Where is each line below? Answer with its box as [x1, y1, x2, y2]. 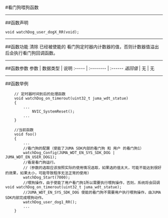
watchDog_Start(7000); [23, 175, 70, 180]
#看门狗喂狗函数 [5, 4, 39, 10]
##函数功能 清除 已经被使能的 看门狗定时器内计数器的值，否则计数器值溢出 [5, 44, 159, 49]
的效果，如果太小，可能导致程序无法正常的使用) [5, 170, 89, 175]
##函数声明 [5, 19, 28, 25]
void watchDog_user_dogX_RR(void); [5, 29, 79, 34]
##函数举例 [5, 80, 28, 86]
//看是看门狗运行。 [23, 160, 57, 165]
